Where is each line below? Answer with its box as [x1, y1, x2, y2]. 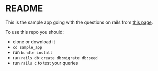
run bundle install [12, 49, 53, 55]
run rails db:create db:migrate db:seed [12, 54, 98, 60]
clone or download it [12, 38, 55, 45]
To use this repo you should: [5, 29, 64, 35]
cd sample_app [12, 45, 42, 50]
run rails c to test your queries [12, 60, 78, 66]
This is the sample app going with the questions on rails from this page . [5, 19, 153, 25]
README [5, 3, 43, 14]
